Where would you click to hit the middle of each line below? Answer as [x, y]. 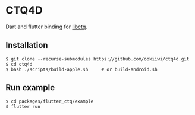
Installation [27, 45]
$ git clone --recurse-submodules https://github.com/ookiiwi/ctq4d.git [97, 59]
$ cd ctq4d [19, 64]
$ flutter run [23, 106]
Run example [30, 87]
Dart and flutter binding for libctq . [46, 27]
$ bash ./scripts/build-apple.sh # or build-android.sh [82, 69]
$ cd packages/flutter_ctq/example [50, 101]
